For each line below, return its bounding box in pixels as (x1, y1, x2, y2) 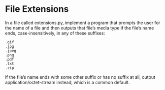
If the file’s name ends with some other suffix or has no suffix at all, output (5, 74, 156, 80)
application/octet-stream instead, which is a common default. (5, 79, 130, 85)
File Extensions (5, 3, 69, 15)
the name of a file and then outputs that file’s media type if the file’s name (5, 25, 154, 30)
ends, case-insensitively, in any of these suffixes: (5, 30, 105, 36)
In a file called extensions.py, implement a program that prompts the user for (5, 20, 161, 26)
